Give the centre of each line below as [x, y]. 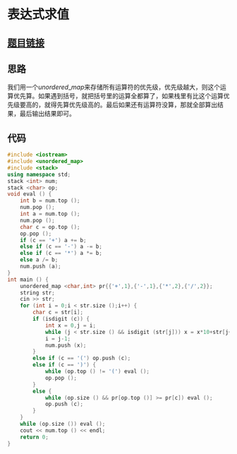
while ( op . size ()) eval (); [63, 424]
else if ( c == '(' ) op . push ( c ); [82, 358]
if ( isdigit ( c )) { [61, 319]
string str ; [37, 293]
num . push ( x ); [66, 345]
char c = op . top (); [50, 227]
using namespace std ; [39, 174]
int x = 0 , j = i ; [71, 325]
